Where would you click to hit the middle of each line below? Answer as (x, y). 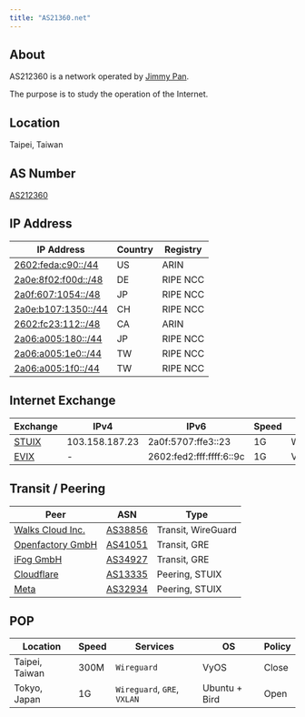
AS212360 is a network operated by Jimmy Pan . (99, 76)
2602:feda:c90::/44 (56, 265)
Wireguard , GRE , (148, 690)
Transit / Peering (58, 489)
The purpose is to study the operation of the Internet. (109, 94)
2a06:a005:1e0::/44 (58, 353)
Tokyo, (29, 688)
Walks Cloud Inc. (50, 530)
